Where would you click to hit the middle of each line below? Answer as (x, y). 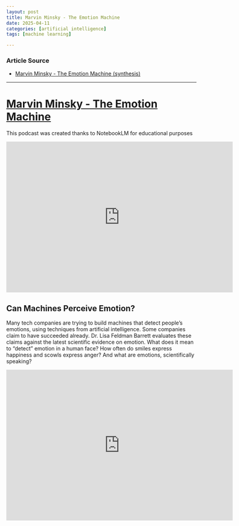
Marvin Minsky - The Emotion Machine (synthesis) (78, 74)
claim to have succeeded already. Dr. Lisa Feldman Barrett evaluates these (99, 336)
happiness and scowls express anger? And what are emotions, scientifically (100, 355)
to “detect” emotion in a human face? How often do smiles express (89, 349)
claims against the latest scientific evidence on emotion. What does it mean (100, 342)
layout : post (23, 12)
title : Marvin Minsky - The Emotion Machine (63, 17)
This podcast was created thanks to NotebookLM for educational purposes (100, 133)
